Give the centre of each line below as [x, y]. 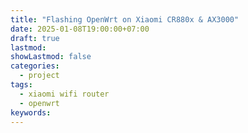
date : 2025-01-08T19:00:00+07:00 [80, 29]
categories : [35, 66]
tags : [21, 85]
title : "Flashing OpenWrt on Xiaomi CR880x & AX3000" [125, 19]
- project [39, 76]
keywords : [31, 112]
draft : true [35, 38]
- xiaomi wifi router [64, 94]
